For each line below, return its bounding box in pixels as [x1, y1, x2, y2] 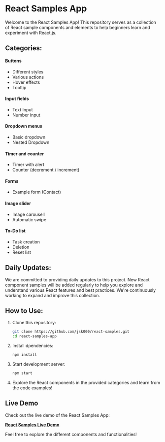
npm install [12, 352, 37, 357]
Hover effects [12, 79, 40, 85]
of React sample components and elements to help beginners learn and [5, 24, 150, 30]
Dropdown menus [5, 123, 43, 129]
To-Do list [5, 228, 26, 234]
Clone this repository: [12, 320, 56, 326]
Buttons [5, 58, 22, 64]
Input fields [5, 96, 29, 102]
